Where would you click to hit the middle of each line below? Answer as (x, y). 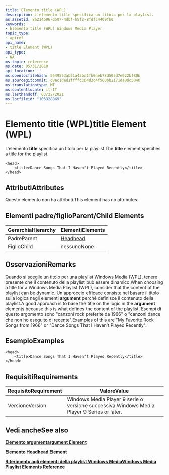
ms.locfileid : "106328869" (33, 99)
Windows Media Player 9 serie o (105, 399)
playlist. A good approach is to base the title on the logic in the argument (80, 303)
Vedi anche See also (37, 430)
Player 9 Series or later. (95, 412)
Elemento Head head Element (36, 452)
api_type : (16, 52)
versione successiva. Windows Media (111, 406)
